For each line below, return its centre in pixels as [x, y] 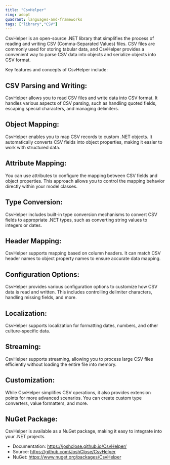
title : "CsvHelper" [26, 10]
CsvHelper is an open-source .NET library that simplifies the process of [80, 38]
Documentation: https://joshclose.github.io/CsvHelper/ [70, 446]
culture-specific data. [28, 331]
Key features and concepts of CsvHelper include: [56, 70]
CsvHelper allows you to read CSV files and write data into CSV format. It [81, 98]
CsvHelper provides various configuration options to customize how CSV [81, 287]
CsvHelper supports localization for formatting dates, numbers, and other [82, 325]
